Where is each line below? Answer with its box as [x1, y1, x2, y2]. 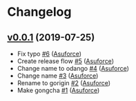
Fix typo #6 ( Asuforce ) [17, 49, 81, 58]
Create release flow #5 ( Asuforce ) [17, 57, 114, 65]
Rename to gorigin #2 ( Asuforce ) [17, 79, 111, 87]
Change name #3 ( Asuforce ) [17, 71, 99, 80]
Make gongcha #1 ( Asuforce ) [17, 87, 100, 94]
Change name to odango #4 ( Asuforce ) [17, 65, 130, 72]
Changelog [7, 4, 72, 20]
